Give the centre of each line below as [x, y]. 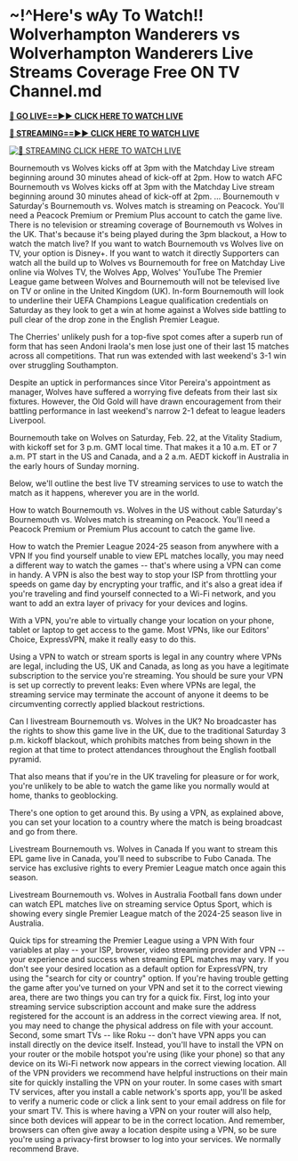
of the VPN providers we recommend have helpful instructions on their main [149, 1073]
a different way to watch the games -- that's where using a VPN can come [145, 565]
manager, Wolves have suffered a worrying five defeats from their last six [144, 391]
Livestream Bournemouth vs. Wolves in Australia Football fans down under [146, 894]
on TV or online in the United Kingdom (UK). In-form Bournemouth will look [147, 291]
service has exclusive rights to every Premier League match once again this [148, 868]
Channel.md [56, 91]
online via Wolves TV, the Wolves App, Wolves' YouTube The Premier [136, 272]
